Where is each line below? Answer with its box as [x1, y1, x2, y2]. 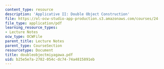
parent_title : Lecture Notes [5, 39, 64, 44]
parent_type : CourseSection [5, 43, 62, 48]
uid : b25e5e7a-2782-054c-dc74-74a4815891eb [5, 57, 95, 62]
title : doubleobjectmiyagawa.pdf [5, 52, 73, 57]
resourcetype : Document [5, 48, 54, 52]
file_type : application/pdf [5, 20, 62, 26]
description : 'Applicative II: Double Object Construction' [5, 12, 130, 17]
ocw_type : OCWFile [5, 34, 42, 39]
